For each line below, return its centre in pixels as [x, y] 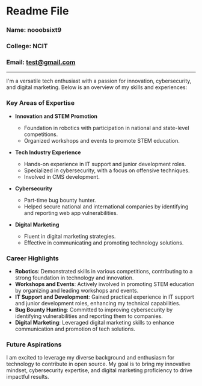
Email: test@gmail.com [41, 62]
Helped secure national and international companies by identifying [106, 207]
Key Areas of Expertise [41, 103]
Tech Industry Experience [48, 152]
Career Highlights [32, 258]
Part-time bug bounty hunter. [60, 200]
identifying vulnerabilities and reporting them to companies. [89, 316]
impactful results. [28, 377]
